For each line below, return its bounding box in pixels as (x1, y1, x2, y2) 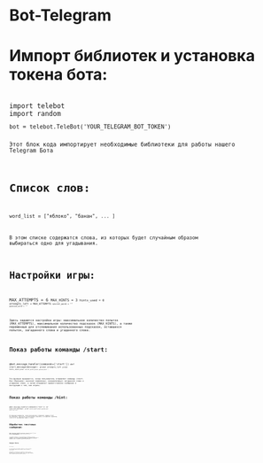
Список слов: (9, 181, 91, 195)
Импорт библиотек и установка (9, 46, 255, 66)
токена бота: (9, 65, 108, 85)
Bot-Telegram (9, 5, 112, 26)
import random (9, 110, 62, 119)
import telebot (9, 102, 66, 111)
